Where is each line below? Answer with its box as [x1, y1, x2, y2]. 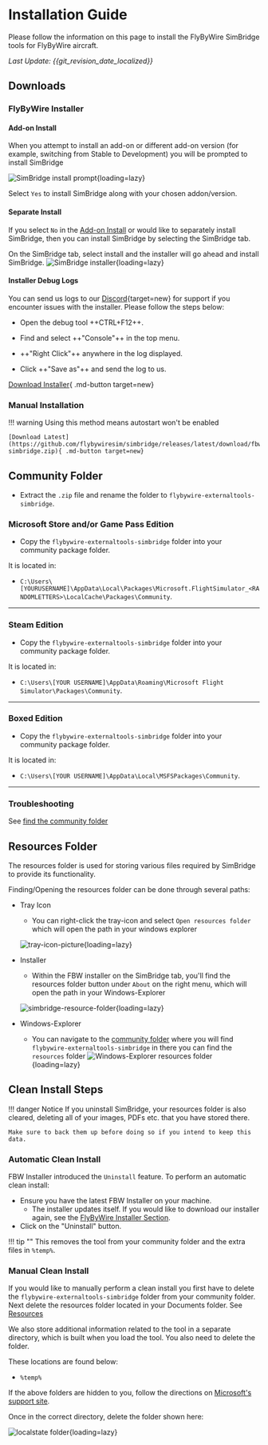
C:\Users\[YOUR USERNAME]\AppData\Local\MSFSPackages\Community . [19, 771, 241, 780]
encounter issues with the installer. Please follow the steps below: [8, 302, 225, 311]
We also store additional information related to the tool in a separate [8, 1324, 231, 1334]
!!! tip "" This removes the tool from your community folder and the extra [8, 1237, 246, 1247]
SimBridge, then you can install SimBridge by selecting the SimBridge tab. [8, 234, 251, 243]
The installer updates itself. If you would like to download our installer [31, 1204, 260, 1214]
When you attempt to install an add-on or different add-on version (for [8, 141, 239, 150]
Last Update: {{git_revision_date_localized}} [8, 56, 154, 66]
